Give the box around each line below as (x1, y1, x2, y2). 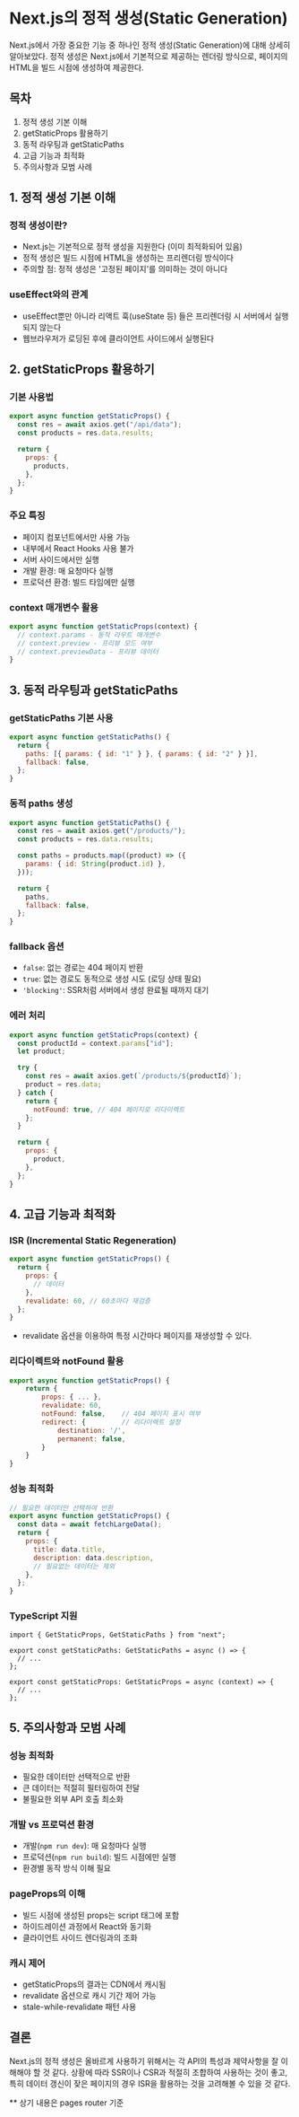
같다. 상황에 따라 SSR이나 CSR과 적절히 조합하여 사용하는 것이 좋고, (52, 2067, 288, 2077)
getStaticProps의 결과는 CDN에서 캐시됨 (21, 1979, 167, 1990)
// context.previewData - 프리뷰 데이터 (17, 647, 159, 656)
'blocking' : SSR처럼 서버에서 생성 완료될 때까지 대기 (21, 985, 209, 996)
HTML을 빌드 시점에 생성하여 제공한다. (9, 62, 145, 73)
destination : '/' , (56, 1426, 126, 1435)
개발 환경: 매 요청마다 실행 (21, 565, 114, 575)
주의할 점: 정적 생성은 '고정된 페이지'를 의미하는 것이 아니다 (21, 264, 228, 275)
